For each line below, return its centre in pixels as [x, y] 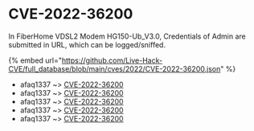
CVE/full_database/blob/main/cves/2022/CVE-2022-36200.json [115, 68]
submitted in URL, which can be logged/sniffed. [87, 44]
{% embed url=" [35, 60]
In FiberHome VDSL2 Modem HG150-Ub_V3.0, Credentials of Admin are [127, 36]
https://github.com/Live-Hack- [112, 60]
